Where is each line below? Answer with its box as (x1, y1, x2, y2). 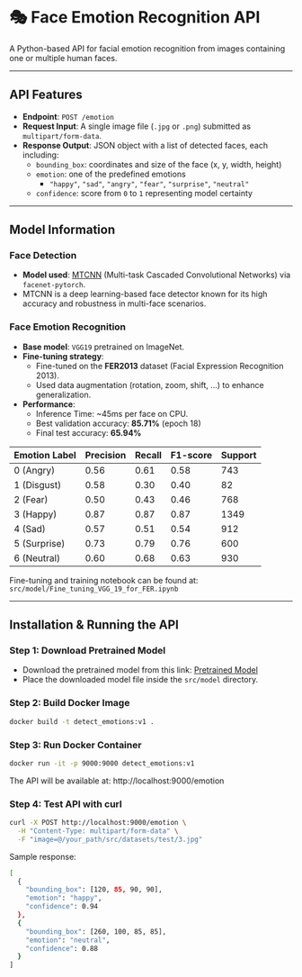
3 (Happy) (13, 508, 58, 520)
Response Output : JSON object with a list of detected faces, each (22, 140, 268, 150)
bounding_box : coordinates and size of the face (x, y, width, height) (35, 158, 282, 169)
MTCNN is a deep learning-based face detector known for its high (22, 289, 268, 300)
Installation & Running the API (9, 618, 180, 633)
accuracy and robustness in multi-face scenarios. (22, 298, 207, 309)
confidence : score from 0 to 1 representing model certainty (35, 187, 253, 198)
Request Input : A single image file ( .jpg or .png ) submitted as (22, 121, 252, 131)
